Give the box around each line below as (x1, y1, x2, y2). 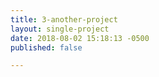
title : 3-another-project (10, 14, 118, 25)
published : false (10, 42, 83, 53)
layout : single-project (10, 24, 110, 34)
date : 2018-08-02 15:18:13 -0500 (10, 33, 150, 43)
